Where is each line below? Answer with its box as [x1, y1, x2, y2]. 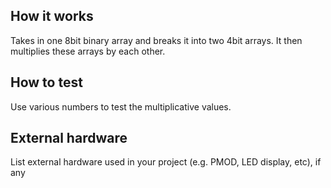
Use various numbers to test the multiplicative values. [10, 100, 232, 113]
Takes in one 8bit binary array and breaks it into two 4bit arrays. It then [10, 34, 303, 46]
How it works [10, 8, 94, 25]
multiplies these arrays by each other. [10, 45, 166, 57]
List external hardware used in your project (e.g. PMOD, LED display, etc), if [10, 156, 322, 168]
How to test [10, 74, 83, 91]
